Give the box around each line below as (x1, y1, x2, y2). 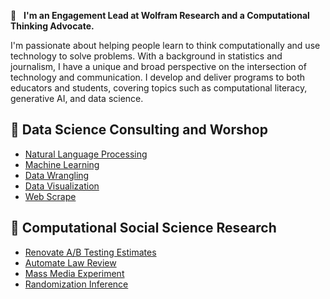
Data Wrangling (24, 169, 90, 181)
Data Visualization (24, 180, 100, 192)
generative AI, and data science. (10, 93, 144, 104)
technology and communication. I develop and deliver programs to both (10, 71, 306, 83)
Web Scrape (24, 190, 77, 202)
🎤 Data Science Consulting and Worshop (10, 121, 268, 139)
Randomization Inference (24, 278, 129, 290)
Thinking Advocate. (10, 20, 95, 32)
